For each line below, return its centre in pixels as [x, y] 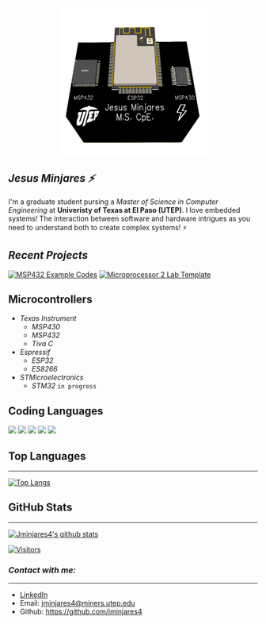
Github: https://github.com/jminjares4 [81, 612]
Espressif [35, 352]
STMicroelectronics [51, 377]
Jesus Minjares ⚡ [51, 178]
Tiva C [42, 344]
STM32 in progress [64, 386]
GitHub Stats [40, 508]
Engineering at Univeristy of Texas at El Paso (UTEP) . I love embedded [124, 210]
